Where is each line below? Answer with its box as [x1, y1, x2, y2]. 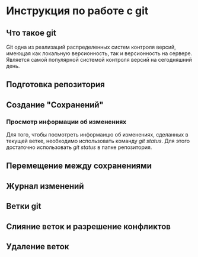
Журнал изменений [6, 181, 84, 191]
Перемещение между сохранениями [6, 161, 152, 171]
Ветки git [6, 201, 41, 211]
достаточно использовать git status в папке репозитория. [6, 144, 152, 151]
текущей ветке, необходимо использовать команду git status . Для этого [6, 138, 190, 145]
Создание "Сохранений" [6, 100, 104, 110]
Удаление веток [6, 242, 69, 252]
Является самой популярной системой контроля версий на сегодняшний [6, 56, 193, 63]
